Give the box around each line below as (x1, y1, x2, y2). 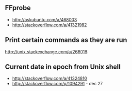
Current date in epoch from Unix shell (5, 63, 121, 71)
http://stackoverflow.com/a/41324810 (12, 76, 87, 81)
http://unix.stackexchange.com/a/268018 (5, 48, 88, 55)
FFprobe (5, 4, 31, 12)
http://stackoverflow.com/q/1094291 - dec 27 (12, 81, 103, 87)
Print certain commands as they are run (5, 36, 127, 44)
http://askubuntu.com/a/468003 (12, 16, 77, 22)
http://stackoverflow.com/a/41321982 (12, 22, 87, 28)
